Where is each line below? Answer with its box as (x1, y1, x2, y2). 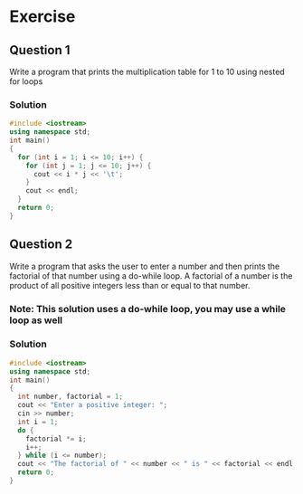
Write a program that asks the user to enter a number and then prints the (9, 261, 280, 271)
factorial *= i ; (25, 434, 88, 443)
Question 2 (9, 237, 73, 252)
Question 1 (9, 43, 71, 58)
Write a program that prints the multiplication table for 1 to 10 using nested (9, 66, 285, 77)
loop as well (9, 314, 63, 327)
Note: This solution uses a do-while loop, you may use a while (9, 302, 287, 315)
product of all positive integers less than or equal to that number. (9, 280, 251, 290)
